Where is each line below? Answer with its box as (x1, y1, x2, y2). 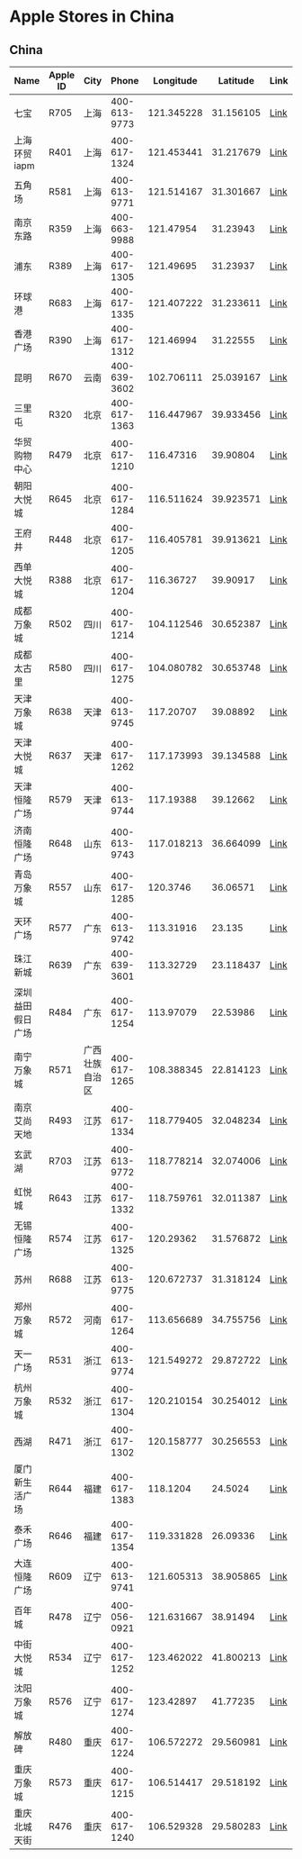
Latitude (218, 75, 254, 86)
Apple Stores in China (9, 6, 175, 27)
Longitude (152, 75, 198, 86)
